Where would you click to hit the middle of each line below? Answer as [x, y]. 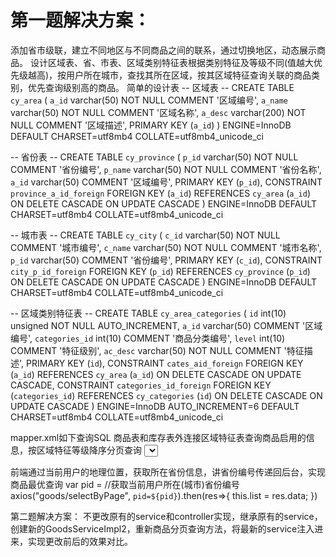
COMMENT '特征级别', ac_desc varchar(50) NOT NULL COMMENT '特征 [157, 350]
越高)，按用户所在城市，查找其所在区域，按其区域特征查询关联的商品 [169, 75]
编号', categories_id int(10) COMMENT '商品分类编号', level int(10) [148, 338]
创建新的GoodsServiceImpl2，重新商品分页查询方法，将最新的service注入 [162, 528]
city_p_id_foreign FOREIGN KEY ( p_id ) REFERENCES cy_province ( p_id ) [160, 271]
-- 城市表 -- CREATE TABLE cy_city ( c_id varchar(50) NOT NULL [145, 235]
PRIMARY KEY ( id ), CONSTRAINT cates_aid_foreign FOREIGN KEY [165, 363]
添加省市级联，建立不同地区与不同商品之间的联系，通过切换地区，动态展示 [163, 50]
